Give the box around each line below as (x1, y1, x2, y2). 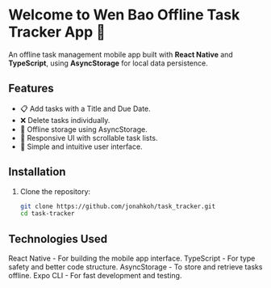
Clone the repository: (19, 186, 91, 196)
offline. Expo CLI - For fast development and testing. (8, 271, 182, 281)
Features (8, 82, 54, 95)
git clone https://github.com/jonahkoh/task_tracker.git (19, 202, 216, 210)
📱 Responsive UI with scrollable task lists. (19, 133, 158, 142)
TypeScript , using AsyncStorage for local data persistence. (8, 58, 208, 68)
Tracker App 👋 (8, 23, 106, 41)
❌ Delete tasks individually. (19, 115, 110, 125)
